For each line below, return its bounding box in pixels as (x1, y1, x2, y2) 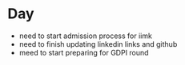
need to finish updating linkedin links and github (18, 39, 178, 48)
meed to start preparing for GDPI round (18, 48, 149, 57)
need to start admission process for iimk (18, 31, 153, 40)
